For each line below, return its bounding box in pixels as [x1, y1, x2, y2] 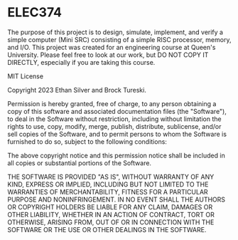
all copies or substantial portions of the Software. [7, 158, 151, 167]
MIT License [7, 72, 44, 80]
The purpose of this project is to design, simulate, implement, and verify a [7, 28, 224, 36]
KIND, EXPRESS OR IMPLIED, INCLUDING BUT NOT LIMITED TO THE [7, 179, 209, 189]
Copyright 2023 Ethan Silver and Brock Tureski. [7, 85, 147, 94]
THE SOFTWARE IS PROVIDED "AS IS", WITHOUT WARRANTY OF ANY [7, 172, 215, 181]
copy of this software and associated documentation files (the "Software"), [7, 107, 227, 115]
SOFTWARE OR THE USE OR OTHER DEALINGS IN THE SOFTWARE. [7, 225, 207, 234]
